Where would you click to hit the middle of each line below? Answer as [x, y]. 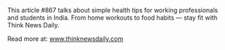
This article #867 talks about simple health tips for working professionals [113, 10]
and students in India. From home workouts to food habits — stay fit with [112, 18]
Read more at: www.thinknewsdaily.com [65, 39]
